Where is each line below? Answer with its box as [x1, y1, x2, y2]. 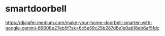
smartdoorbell [5, 3, 67, 14]
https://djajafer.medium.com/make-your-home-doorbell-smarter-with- [5, 19, 153, 25]
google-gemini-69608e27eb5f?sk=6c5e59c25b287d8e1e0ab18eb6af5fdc [5, 24, 160, 30]
